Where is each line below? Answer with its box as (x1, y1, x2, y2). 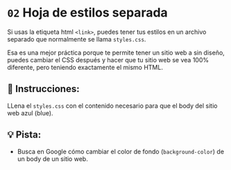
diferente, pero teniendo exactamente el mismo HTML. (7, 63, 163, 71)
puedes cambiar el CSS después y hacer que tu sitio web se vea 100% (7, 55, 209, 64)
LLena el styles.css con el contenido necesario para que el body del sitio (7, 102, 218, 110)
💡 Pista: (7, 129, 42, 141)
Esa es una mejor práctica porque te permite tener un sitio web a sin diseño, (7, 48, 225, 57)
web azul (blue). (7, 108, 53, 117)
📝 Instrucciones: (7, 83, 80, 95)
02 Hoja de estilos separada (7, 5, 168, 21)
